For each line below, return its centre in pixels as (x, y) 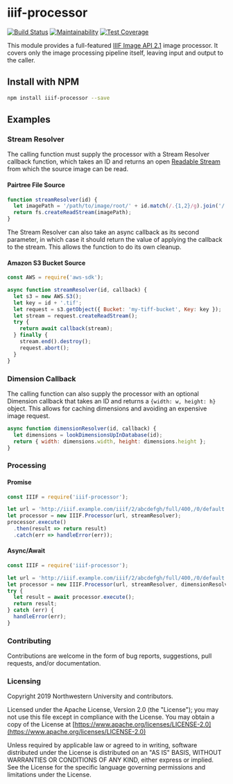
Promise (19, 482)
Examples (29, 120)
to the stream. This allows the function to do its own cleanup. (94, 247)
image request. (29, 416)
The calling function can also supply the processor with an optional (103, 394)
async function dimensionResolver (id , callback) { (82, 428)
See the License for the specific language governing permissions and (106, 767)
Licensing (24, 681)
